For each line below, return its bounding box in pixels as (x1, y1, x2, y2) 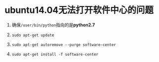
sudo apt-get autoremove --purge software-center (11, 42, 117, 47)
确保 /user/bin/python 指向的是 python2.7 (11, 22, 95, 28)
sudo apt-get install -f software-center (11, 52, 98, 57)
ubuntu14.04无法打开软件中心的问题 (4, 4, 154, 16)
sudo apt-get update (11, 33, 54, 38)
